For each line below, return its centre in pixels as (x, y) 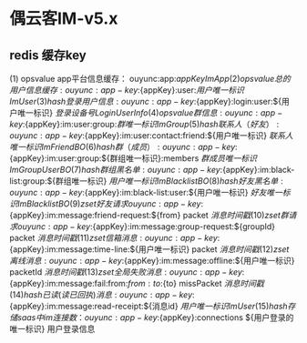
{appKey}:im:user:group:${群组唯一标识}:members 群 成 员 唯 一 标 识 (133, 158)
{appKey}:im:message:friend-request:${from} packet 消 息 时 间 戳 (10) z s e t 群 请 (153, 215)
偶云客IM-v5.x (64, 19)
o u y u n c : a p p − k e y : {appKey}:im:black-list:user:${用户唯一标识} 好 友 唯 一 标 (150, 192)
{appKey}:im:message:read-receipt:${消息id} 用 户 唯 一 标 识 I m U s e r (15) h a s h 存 (153, 306)
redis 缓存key (48, 55)
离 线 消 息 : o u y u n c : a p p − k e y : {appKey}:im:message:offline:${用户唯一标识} (152, 261)
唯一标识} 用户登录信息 (52, 329)
